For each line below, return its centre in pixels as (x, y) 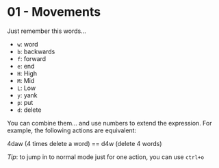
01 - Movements (54, 12)
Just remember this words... (47, 31)
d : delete (29, 110)
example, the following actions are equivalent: (72, 130)
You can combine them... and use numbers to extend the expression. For (109, 123)
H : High (27, 73)
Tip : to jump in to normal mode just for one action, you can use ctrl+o (105, 157)
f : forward (31, 58)
